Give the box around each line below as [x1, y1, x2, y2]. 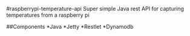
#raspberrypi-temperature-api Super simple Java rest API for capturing [6, 5, 185, 12]
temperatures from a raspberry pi [6, 11, 90, 19]
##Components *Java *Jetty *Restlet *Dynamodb [6, 23, 134, 30]
